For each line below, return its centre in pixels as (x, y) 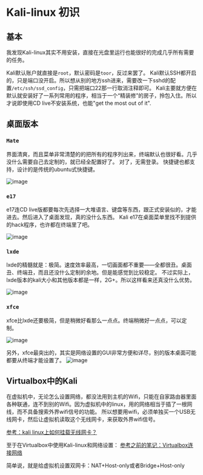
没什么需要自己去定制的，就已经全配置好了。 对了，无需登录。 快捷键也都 (98, 162)
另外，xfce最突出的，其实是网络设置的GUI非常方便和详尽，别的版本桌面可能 (101, 353)
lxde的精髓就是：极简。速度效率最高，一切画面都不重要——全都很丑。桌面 (99, 265)
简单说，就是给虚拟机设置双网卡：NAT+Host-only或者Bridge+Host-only (95, 466)
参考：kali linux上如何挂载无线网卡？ (52, 432)
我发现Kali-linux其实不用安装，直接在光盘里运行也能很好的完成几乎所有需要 (100, 52)
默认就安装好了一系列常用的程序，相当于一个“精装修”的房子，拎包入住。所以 (101, 95)
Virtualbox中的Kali (42, 381)
